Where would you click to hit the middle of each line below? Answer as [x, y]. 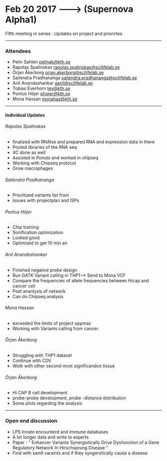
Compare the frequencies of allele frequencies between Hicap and [81, 280]
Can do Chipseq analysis [38, 296]
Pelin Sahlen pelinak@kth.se [41, 62]
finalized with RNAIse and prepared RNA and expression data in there [83, 142]
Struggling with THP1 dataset [42, 355]
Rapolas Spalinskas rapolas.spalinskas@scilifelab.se [66, 67]
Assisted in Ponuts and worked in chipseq [55, 158]
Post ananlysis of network [39, 291]
